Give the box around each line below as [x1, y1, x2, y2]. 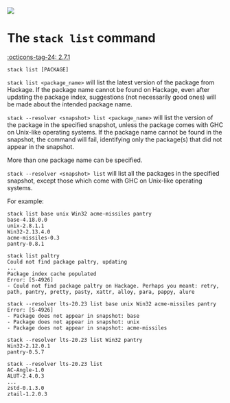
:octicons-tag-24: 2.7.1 [7, 53, 71, 61]
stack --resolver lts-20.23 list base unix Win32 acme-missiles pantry [7, 300, 216, 308]
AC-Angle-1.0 [7, 367, 45, 373]
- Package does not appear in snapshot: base [7, 312, 139, 319]
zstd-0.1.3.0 [7, 384, 45, 391]
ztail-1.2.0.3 [7, 391, 48, 398]
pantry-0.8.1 [7, 240, 45, 247]
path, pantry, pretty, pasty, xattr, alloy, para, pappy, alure [7, 288, 195, 295]
